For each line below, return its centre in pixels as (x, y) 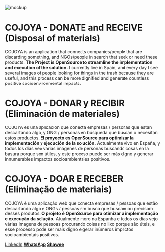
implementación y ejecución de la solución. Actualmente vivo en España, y (82, 143)
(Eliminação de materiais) (59, 189)
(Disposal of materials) (53, 38)
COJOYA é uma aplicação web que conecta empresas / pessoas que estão (82, 203)
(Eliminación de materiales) (62, 114)
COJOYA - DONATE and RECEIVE (74, 28)
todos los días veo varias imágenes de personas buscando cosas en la (77, 148)
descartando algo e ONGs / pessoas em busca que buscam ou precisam (79, 208)
